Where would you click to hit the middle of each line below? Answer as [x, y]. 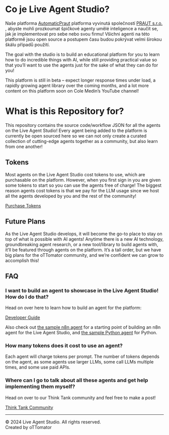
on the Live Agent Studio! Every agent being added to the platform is [76, 130]
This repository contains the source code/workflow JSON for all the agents [83, 125]
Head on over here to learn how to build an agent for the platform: [73, 308]
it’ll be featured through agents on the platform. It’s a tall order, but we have [83, 250]
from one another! [24, 147]
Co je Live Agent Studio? [57, 9]
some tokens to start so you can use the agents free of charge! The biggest [83, 185]
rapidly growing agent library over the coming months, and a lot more [77, 85]
